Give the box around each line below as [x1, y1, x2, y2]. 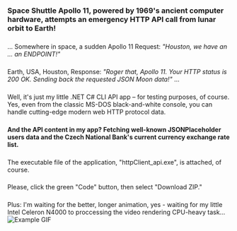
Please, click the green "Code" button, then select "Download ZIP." [7, 183, 203, 191]
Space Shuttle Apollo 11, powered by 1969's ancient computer [7, 6, 224, 16]
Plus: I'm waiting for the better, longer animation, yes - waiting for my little [7, 201, 223, 209]
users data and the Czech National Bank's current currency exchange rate [7, 133, 230, 141]
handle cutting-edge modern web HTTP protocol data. [7, 107, 166, 116]
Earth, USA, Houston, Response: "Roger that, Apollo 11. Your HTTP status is [7, 67, 228, 76]
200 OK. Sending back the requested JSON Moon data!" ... [7, 75, 180, 83]
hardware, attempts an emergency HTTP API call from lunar [7, 14, 216, 24]
